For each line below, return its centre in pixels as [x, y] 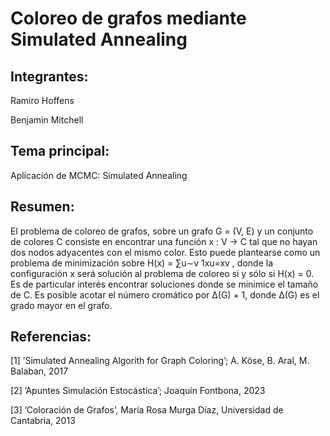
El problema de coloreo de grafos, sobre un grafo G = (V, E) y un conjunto [162, 231]
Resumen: [42, 207]
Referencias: [51, 337]
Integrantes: [49, 76]
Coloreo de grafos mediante [128, 18]
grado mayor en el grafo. [61, 305]
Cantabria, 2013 [43, 421]
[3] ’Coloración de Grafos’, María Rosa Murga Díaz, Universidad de [147, 410]
